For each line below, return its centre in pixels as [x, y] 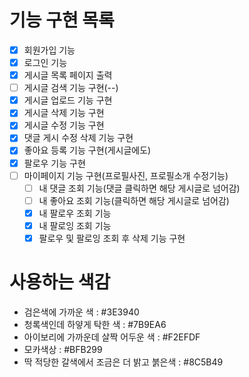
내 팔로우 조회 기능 [75, 213]
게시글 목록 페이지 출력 [68, 75]
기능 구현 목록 [62, 20]
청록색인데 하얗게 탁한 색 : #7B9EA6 [95, 324]
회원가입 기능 [49, 50]
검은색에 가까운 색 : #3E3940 [81, 312]
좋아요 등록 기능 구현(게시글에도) [87, 150]
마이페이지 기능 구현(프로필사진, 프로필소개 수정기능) [126, 175]
